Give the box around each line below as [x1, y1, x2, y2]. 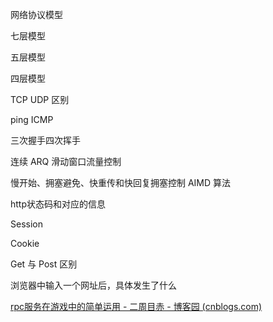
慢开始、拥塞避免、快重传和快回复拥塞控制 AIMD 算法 [10, 177, 232, 188]
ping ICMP [10, 114, 54, 125]
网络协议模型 [10, 9, 63, 20]
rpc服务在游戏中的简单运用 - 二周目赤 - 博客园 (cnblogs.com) [10, 301, 263, 312]
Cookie [10, 238, 40, 249]
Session [10, 218, 43, 230]
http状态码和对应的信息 [10, 198, 107, 210]
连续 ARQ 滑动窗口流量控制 [10, 156, 122, 167]
